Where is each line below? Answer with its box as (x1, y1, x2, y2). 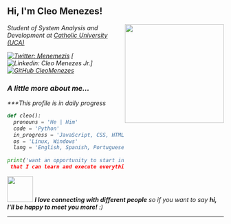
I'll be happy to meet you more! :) (7, 203, 103, 211)
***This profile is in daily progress (7, 99, 107, 107)
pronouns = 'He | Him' (13, 118, 78, 126)
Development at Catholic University (7, 31, 108, 39)
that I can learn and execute (10, 164, 97, 170)
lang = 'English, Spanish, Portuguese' (13, 144, 128, 151)
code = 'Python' (13, 125, 60, 132)
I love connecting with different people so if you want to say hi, (34, 195, 217, 203)
